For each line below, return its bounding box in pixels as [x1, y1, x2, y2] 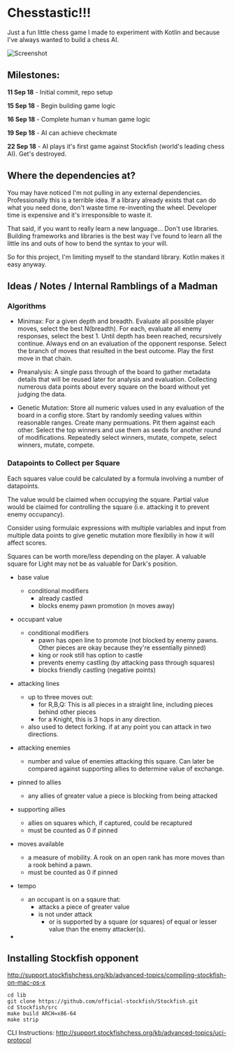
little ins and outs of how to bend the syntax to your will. [7, 239, 168, 248]
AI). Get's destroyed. [7, 149, 67, 158]
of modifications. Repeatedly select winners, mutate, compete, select [17, 434, 217, 442]
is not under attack [38, 910, 93, 918]
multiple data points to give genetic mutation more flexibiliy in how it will [7, 531, 214, 539]
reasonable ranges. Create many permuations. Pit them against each [17, 418, 215, 427]
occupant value [17, 615, 63, 623]
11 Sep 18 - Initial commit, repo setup [7, 87, 113, 96]
